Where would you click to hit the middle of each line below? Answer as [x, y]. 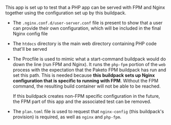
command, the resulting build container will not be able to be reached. [87, 86]
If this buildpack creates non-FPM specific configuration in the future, [86, 96]
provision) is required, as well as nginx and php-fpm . [67, 117]
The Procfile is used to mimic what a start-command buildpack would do [89, 59]
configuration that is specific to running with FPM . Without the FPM [85, 81]
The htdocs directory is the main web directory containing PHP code [85, 44]
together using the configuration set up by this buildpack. [66, 13]
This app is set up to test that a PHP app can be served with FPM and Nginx [85, 7]
